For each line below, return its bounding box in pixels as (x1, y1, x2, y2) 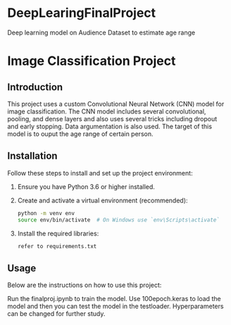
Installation (7, 150, 58, 162)
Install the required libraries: (17, 229, 99, 238)
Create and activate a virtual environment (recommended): (17, 196, 188, 204)
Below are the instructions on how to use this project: (7, 281, 162, 290)
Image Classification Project (7, 53, 176, 69)
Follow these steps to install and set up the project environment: (7, 168, 193, 177)
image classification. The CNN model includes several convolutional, (7, 107, 206, 116)
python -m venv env (17, 209, 75, 216)
